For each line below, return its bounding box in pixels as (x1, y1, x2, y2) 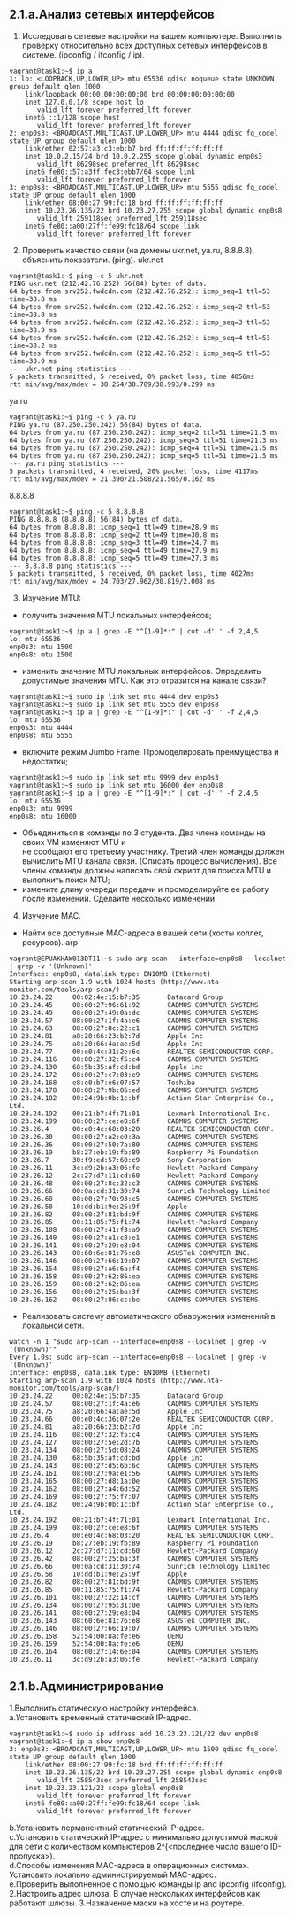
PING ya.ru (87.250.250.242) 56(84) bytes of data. (9, 420, 203, 429)
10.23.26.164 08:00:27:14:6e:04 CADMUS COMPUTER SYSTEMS (9, 1647, 259, 1656)
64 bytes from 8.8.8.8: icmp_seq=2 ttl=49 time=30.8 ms (9, 531, 219, 539)
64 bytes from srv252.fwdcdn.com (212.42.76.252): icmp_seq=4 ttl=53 (9, 333, 271, 342)
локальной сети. (21, 1320, 85, 1331)
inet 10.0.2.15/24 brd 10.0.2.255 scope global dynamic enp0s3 (25, 151, 263, 160)
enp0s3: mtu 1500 (9, 642, 73, 651)
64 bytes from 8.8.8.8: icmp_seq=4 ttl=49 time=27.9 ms (9, 546, 219, 555)
